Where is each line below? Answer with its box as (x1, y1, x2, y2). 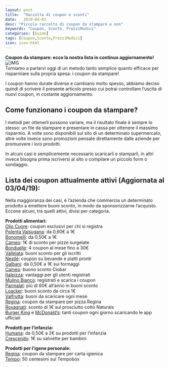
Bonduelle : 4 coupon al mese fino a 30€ (5, 245, 89, 251)
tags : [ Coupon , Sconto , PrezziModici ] (5, 36, 82, 41)
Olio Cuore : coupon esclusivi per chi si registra (5, 224, 103, 230)
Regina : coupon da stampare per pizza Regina (5, 299, 102, 305)
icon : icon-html (5, 41, 39, 46)
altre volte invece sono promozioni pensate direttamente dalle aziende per (5, 135, 160, 141)
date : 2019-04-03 (5, 17, 47, 22)
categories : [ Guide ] (5, 31, 49, 36)
